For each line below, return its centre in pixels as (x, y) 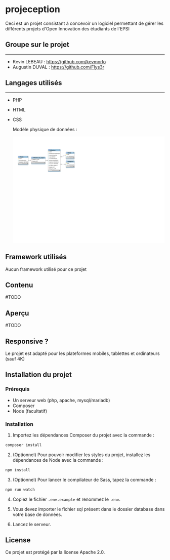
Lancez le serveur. (32, 524)
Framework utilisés (36, 257)
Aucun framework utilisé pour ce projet (46, 269)
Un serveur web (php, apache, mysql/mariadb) (61, 400)
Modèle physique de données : (45, 129)
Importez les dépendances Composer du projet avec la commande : (83, 435)
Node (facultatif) (30, 411)
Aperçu (17, 313)
